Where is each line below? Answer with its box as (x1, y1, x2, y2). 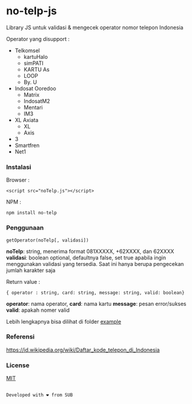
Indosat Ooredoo (14, 84, 56, 92)
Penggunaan (6, 224, 44, 232)
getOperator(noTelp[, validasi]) (6, 237, 89, 243)
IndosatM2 (23, 97, 51, 105)
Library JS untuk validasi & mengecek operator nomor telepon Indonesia (6, 24, 184, 31)
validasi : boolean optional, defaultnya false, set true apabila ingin (6, 254, 166, 261)
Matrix (23, 91, 40, 98)
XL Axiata (14, 116, 39, 123)
